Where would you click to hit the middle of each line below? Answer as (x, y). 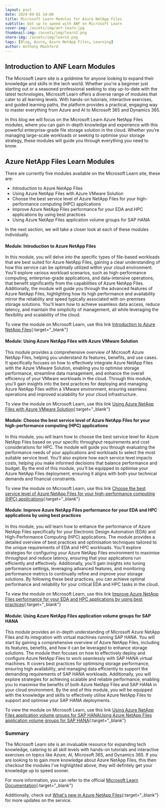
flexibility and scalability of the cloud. (43, 315)
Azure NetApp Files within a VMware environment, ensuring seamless (76, 389)
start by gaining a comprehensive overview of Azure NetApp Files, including (82, 643)
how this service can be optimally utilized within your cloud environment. (79, 267)
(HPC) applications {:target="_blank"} (43, 499)
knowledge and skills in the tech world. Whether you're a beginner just (77, 84)
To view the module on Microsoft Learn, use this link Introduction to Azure (80, 324)
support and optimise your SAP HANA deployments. (58, 701)
